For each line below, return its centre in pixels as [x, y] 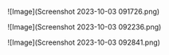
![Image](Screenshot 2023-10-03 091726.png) [84, 12]
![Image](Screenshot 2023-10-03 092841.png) [84, 42]
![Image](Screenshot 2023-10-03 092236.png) [84, 27]
